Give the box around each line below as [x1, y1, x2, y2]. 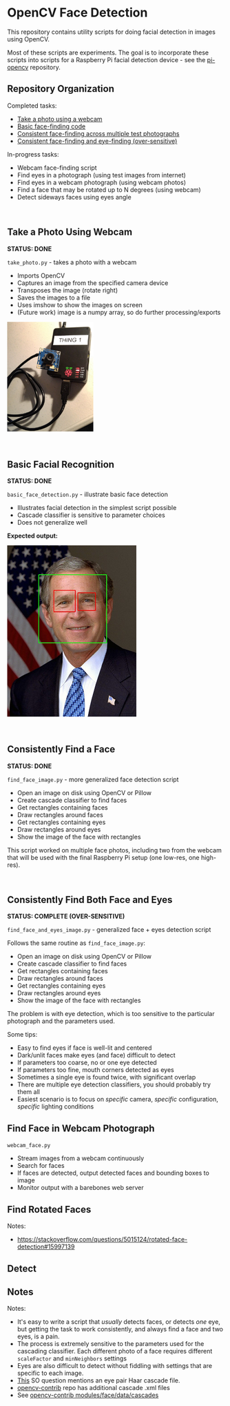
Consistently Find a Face [7, 743, 116, 755]
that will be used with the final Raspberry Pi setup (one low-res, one [7, 853, 200, 861]
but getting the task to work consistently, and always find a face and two [17, 1325, 224, 1334]
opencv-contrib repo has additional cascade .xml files [17, 1384, 170, 1392]
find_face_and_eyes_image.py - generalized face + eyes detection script [7, 926, 211, 934]
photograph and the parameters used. [7, 1017, 115, 1026]
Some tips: [7, 1031, 38, 1039]
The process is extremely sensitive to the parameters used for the [17, 1340, 205, 1348]
